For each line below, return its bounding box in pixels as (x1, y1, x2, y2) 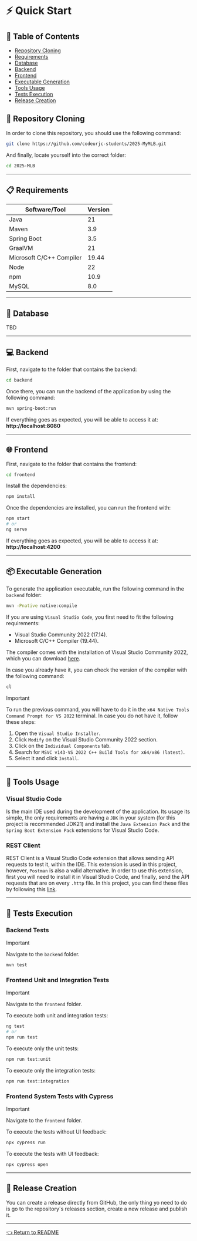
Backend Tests (6, 926, 49, 934)
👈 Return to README (6, 1229, 59, 1236)
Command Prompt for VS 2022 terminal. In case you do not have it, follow (6, 712, 178, 719)
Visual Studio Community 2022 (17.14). (14, 631, 107, 638)
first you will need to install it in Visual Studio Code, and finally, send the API (6, 874, 189, 881)
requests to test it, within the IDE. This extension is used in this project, (6, 861, 177, 868)
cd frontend (6, 471, 35, 478)
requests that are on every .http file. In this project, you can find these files (6, 879, 189, 886)
